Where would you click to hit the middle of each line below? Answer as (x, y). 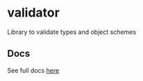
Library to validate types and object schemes (72, 32)
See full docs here (33, 70)
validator (34, 13)
